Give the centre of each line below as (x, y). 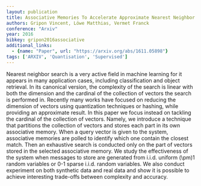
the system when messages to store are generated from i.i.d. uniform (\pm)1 (101, 157)
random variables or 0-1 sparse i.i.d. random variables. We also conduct (95, 164)
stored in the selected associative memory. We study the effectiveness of (97, 151)
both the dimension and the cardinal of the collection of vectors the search (99, 93)
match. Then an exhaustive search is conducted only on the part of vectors (99, 144)
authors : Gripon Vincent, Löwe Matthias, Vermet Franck (78, 23)
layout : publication (32, 12)
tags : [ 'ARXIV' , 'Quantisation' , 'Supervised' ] (67, 57)
